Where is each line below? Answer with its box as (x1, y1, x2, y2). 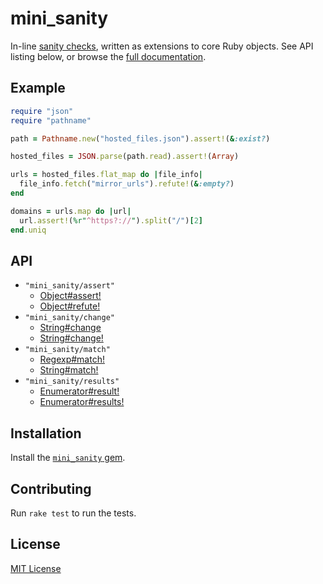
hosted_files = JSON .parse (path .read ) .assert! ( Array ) (10, 152, 240, 162)
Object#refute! (39, 300, 101, 312)
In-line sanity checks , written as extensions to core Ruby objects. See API (10, 40, 314, 52)
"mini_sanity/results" (24, 377, 120, 387)
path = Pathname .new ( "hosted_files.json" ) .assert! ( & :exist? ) (10, 133, 271, 144)
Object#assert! (39, 290, 102, 302)
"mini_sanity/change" (24, 313, 115, 323)
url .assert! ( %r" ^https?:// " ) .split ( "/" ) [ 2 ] (19, 215, 203, 226)
